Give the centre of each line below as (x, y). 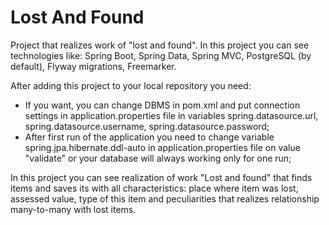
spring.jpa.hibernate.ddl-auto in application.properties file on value (162, 147)
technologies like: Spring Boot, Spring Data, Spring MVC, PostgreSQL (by (161, 55)
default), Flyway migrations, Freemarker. (93, 66)
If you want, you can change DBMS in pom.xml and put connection (162, 105)
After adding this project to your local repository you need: (131, 85)
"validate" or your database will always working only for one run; (158, 158)
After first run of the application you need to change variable (149, 137)
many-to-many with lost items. (73, 209)
